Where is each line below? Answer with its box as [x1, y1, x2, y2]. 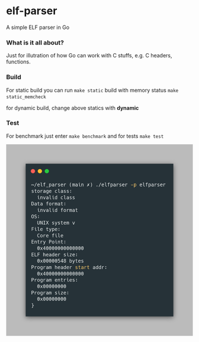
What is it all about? [6, 38, 64, 47]
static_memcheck [6, 93, 46, 100]
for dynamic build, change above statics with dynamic [6, 104, 139, 111]
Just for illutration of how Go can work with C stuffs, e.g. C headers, [6, 52, 173, 59]
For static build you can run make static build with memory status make [6, 86, 179, 93]
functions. [6, 58, 31, 66]
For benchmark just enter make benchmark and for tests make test [6, 132, 164, 140]
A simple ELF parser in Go [6, 24, 70, 31]
